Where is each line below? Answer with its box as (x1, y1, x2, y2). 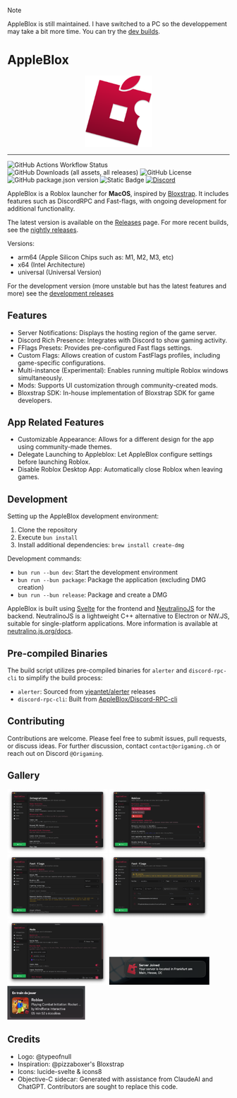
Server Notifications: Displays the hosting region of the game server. (17, 328, 217, 337)
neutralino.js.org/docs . (7, 627, 73, 636)
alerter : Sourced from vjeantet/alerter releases (17, 687, 157, 696)
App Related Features (7, 416, 104, 428)
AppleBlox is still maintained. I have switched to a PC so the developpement (7, 20, 227, 28)
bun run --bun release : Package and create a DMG (17, 590, 168, 600)
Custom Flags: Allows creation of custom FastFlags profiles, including (17, 351, 221, 359)
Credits (7, 1034, 41, 1046)
